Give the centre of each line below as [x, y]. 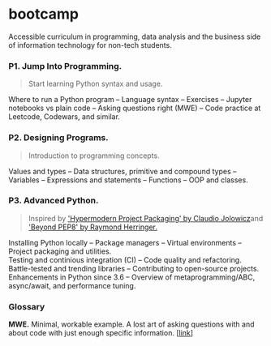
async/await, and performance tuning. [72, 285]
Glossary [27, 306]
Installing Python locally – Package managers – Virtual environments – [125, 242]
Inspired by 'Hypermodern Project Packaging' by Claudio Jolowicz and [146, 218]
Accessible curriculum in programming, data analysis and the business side [135, 36]
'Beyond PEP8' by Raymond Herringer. [93, 227]
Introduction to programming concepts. [94, 156]
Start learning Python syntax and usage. [95, 84]
